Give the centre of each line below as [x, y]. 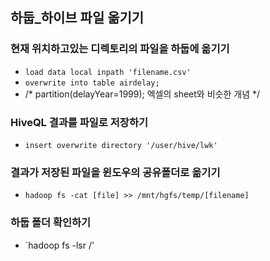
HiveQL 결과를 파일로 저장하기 [79, 122]
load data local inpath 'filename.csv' [108, 72]
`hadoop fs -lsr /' [59, 245]
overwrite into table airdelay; [92, 83]
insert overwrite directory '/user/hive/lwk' [121, 145]
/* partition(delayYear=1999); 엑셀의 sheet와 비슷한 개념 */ [142, 94]
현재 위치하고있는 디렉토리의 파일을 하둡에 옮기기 [120, 49]
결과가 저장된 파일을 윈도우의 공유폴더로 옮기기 [115, 172]
